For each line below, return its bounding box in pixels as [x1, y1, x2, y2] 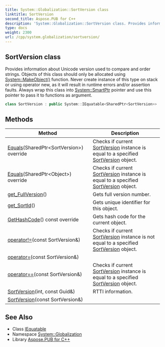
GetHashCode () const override [7, 216, 79, 223]
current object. [92, 220, 127, 226]
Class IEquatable [12, 326, 47, 332]
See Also [5, 313, 33, 321]
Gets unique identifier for [92, 199, 151, 206]
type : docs [5, 26, 27, 31]
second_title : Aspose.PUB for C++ [5, 16, 76, 21]
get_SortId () [7, 202, 35, 209]
